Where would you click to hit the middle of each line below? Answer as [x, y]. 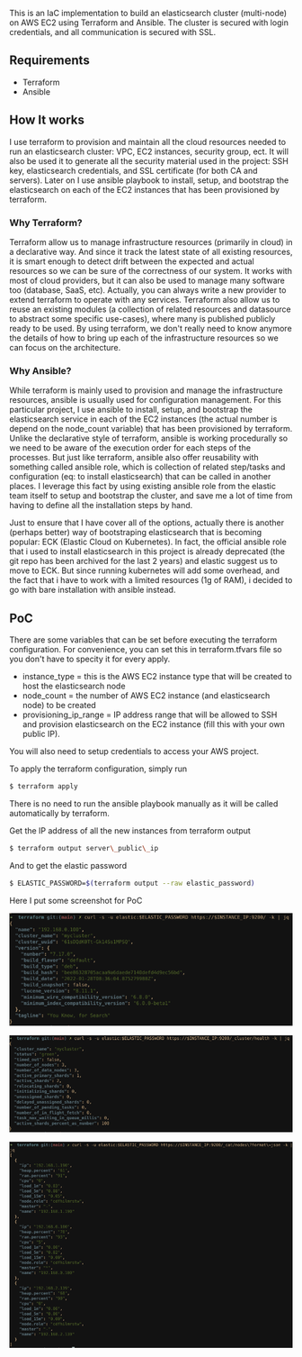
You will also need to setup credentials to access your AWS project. [134, 751]
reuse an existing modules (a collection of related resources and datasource [150, 309]
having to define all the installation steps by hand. [101, 505]
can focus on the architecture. [65, 347]
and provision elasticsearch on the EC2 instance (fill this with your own [153, 724]
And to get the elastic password [68, 865]
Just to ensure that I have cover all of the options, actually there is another [147, 523]
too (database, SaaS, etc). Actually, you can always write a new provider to [148, 290]
